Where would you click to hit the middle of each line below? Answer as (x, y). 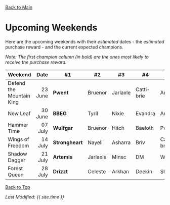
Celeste (97, 171)
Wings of (18, 139)
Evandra (146, 113)
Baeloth (145, 128)
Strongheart (68, 142)
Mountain (19, 95)
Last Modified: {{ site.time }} (35, 197)
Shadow (17, 153)
